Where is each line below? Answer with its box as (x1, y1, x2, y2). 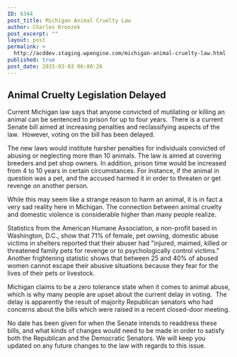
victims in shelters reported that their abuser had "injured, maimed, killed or (7, 239, 228, 247)
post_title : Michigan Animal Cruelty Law (7, 17, 132, 24)
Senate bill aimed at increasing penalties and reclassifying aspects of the (7, 123, 221, 131)
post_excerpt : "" (7, 30, 59, 37)
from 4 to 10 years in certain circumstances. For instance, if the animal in (7, 167, 219, 175)
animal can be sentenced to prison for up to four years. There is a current (7, 115, 224, 124)
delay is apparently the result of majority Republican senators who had (7, 298, 214, 306)
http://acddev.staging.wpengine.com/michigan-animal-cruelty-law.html (13, 50, 226, 57)
